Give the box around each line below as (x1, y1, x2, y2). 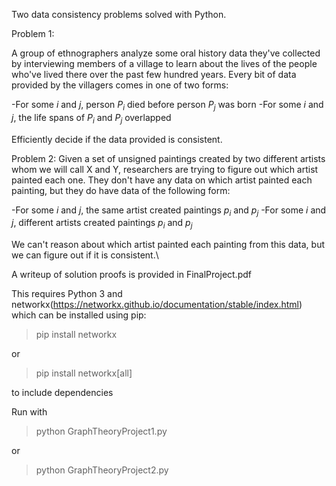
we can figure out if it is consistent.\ (11, 249, 159, 261)
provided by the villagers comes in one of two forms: (11, 79, 229, 91)
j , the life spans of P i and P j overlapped (11, 111, 172, 126)
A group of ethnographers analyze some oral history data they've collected (11, 47, 321, 59)
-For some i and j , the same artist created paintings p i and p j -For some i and (11, 204, 327, 218)
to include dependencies (11, 387, 114, 399)
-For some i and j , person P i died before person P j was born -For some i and (11, 99, 324, 113)
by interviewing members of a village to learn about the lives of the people (11, 58, 318, 69)
